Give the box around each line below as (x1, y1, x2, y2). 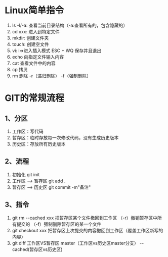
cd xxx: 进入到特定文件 (12, 28, 60, 34)
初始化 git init (12, 171, 40, 177)
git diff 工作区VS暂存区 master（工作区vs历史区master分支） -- (12, 240, 144, 246)
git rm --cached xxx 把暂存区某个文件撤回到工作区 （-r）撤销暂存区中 (12, 215, 158, 221)
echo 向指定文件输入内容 (12, 54, 64, 60)
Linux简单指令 (5, 5, 64, 16)
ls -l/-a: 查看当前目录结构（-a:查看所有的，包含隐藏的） (12, 22, 128, 28)
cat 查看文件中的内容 (12, 60, 56, 66)
